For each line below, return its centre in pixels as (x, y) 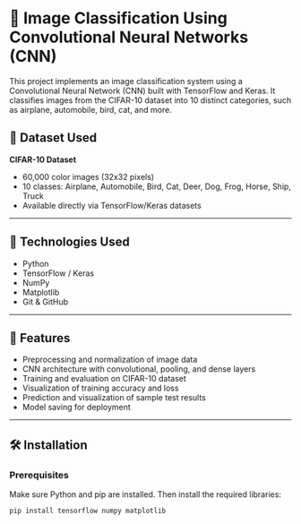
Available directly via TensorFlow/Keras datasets (112, 205)
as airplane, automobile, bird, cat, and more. (90, 109)
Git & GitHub (45, 301)
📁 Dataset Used (53, 138)
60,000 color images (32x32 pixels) (88, 176)
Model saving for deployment (77, 408)
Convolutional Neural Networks (129, 37)
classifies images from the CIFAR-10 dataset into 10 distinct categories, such (150, 100)
